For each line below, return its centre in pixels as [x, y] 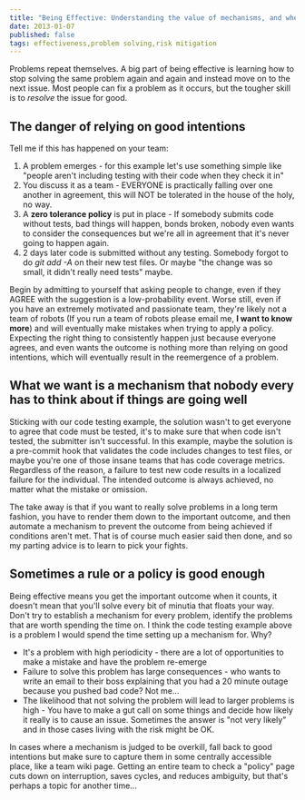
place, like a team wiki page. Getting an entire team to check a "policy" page [152, 766]
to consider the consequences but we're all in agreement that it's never [156, 233]
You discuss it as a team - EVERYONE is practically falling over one [148, 185]
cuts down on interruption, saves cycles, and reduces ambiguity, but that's [149, 775]
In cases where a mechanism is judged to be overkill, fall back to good [141, 746]
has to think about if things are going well [128, 400]
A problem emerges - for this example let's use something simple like [152, 166]
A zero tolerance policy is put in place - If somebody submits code [148, 214]
